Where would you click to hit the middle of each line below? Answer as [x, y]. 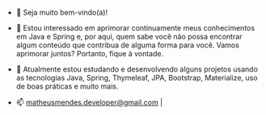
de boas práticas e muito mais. [67, 86]
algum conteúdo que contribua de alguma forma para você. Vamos [128, 45]
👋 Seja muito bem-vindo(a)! [61, 12]
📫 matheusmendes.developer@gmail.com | [89, 102]
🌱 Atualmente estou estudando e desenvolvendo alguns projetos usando [137, 69]
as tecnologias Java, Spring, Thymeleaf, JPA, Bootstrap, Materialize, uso [137, 78]
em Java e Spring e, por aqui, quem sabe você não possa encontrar [129, 37]
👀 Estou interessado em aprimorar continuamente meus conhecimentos [135, 28]
